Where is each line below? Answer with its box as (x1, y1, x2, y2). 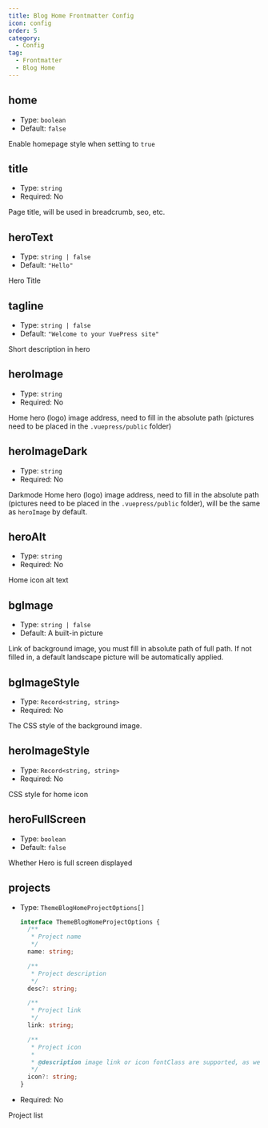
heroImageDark (8, 445, 88, 458)
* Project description (30, 969, 106, 977)
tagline (8, 299, 44, 312)
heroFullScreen (8, 812, 86, 826)
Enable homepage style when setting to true (8, 139, 156, 148)
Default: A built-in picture (19, 628, 104, 638)
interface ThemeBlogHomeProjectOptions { (19, 918, 160, 926)
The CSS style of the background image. (8, 721, 142, 731)
